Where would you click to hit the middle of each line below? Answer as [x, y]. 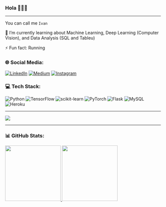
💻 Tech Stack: [23, 86]
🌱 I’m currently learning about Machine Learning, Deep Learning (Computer [82, 33]
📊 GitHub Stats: [25, 136]
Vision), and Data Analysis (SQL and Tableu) [50, 38]
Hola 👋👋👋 [17, 8]
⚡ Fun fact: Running [25, 48]
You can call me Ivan [26, 23]
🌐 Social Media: [24, 63]
